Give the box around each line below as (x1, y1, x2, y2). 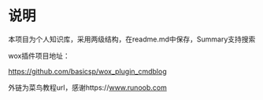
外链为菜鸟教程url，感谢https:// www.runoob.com (8, 83, 167, 92)
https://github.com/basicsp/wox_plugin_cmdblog (8, 66, 167, 76)
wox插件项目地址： (8, 51, 70, 60)
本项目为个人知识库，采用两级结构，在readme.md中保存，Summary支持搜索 (8, 34, 256, 44)
